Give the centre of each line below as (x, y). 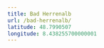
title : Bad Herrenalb (40, 14)
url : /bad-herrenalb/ (40, 20)
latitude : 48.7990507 (40, 27)
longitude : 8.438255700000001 (52, 34)
